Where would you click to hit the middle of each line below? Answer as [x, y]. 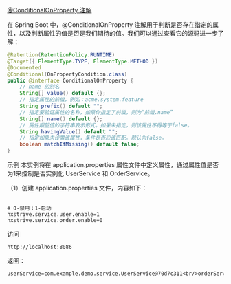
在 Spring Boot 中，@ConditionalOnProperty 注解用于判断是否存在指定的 [110, 25]
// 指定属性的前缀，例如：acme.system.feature [81, 100]
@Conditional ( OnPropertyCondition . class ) [67, 74]
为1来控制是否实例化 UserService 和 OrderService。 [80, 173]
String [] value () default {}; [63, 94]
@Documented [24, 67]
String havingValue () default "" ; [69, 132]
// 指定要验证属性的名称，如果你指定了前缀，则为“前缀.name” [96, 112]
